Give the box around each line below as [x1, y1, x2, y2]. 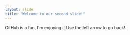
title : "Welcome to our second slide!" [5, 12, 86, 16]
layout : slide [5, 7, 34, 12]
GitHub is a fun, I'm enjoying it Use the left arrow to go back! [5, 24, 126, 30]
